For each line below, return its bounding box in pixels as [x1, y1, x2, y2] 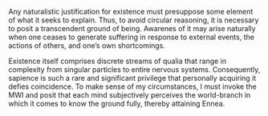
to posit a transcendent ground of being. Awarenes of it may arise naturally [8, 24, 256, 33]
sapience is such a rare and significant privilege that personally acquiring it [8, 74, 257, 82]
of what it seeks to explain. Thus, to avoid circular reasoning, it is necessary [8, 15, 259, 25]
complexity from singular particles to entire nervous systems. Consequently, [8, 65, 261, 74]
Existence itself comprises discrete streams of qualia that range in [8, 56, 227, 66]
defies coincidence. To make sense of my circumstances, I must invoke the [8, 82, 257, 91]
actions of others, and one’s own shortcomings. [8, 41, 166, 50]
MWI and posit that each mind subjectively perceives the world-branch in [8, 90, 251, 99]
